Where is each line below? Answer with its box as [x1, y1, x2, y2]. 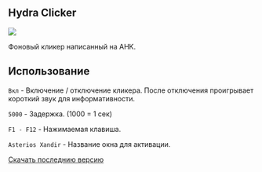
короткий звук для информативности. [8, 93, 136, 103]
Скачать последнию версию [8, 155, 104, 164]
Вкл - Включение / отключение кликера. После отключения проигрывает [8, 86, 254, 95]
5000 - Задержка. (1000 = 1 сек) [8, 109, 112, 119]
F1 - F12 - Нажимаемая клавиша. [8, 124, 122, 134]
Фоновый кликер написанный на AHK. [8, 42, 136, 51]
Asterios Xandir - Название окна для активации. [8, 139, 171, 148]
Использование [8, 64, 90, 78]
